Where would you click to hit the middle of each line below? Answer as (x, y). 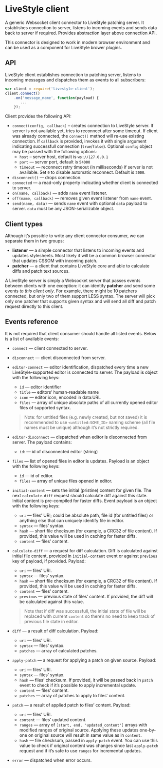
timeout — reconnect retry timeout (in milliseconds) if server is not (86, 167)
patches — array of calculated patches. (59, 650)
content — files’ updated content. (53, 719)
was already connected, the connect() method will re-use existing (78, 136)
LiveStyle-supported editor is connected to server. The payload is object (85, 372)
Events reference (32, 322)
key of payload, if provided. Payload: (49, 561)
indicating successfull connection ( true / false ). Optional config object (82, 146)
